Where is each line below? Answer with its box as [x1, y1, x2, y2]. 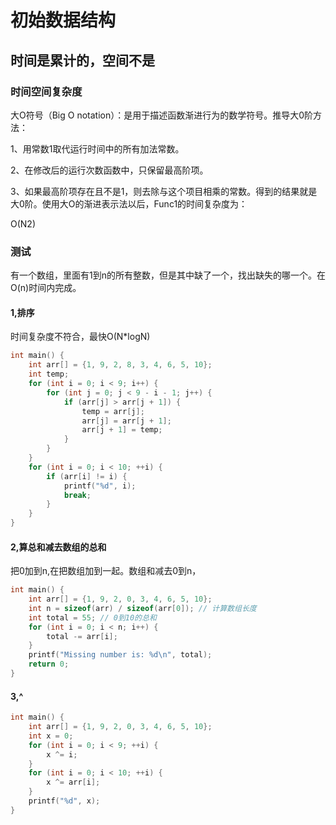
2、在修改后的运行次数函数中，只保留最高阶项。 [10, 164, 209, 176]
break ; [63, 490, 92, 500]
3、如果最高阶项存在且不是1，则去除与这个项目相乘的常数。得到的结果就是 [10, 185, 318, 197]
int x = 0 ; [28, 731, 74, 741]
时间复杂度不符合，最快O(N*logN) [10, 331, 151, 343]
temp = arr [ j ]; [81, 406, 145, 416]
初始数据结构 [10, 9, 117, 32]
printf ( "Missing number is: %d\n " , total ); [28, 650, 213, 660]
